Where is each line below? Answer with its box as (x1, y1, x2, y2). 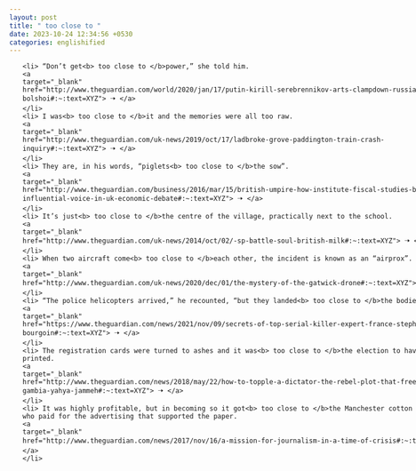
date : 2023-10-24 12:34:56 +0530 (9, 29, 133, 38)
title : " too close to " (9, 21, 101, 30)
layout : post (9, 12, 58, 22)
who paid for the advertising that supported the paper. (21, 412, 238, 421)
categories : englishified (9, 37, 105, 47)
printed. (21, 355, 55, 363)
